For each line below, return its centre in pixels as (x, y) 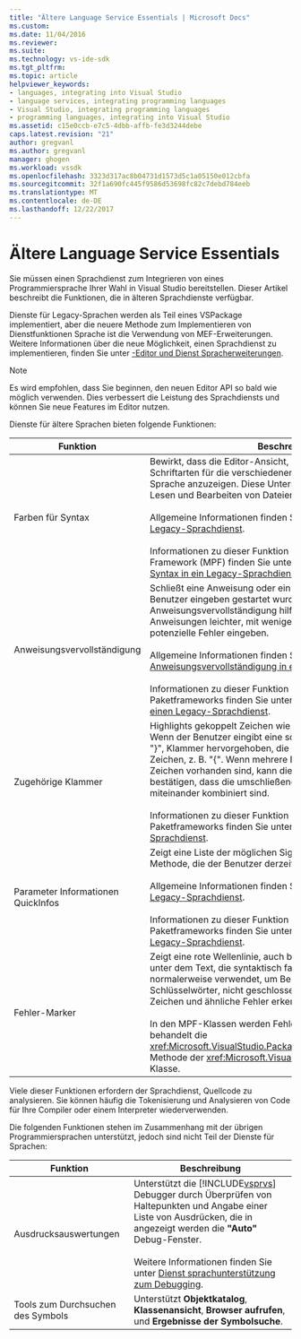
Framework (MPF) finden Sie (210, 562)
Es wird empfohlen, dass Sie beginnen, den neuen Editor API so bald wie (143, 387)
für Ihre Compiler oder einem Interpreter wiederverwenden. (119, 1110)
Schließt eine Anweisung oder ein (220, 588)
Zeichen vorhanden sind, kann (213, 770)
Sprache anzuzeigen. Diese (207, 483)
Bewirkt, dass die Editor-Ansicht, (219, 461)
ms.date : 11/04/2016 (48, 34)
